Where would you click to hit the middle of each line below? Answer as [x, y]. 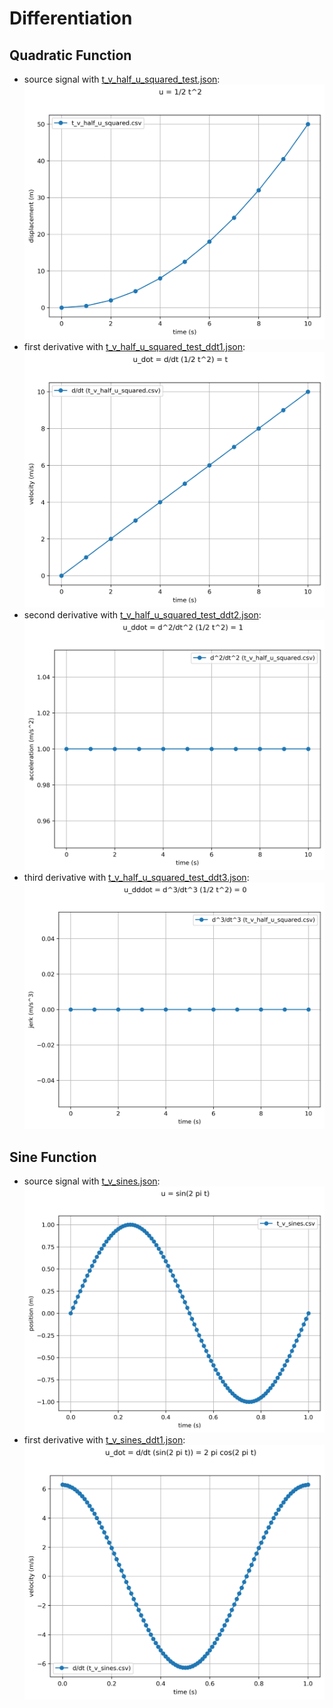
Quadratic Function [70, 55]
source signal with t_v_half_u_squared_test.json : [122, 79]
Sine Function [53, 1157]
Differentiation [71, 18]
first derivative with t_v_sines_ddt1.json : [104, 1440]
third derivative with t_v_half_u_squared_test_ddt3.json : [136, 878]
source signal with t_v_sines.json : [92, 1181]
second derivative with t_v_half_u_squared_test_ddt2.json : [142, 614]
